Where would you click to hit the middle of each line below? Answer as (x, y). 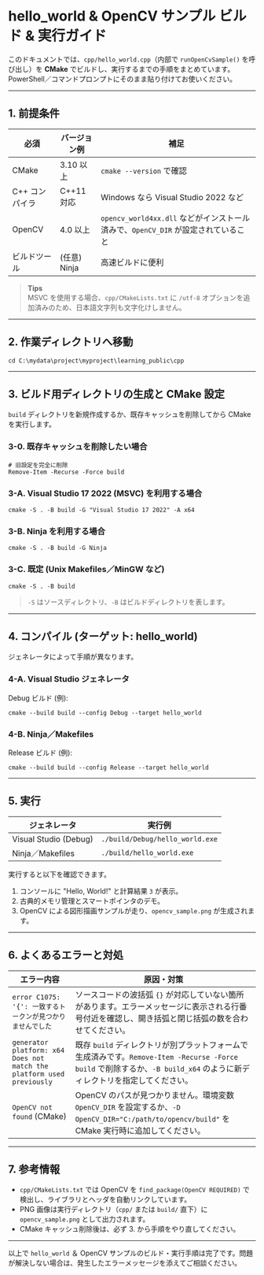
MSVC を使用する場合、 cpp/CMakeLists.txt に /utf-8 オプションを (135, 297)
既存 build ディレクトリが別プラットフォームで (162, 1045)
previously (32, 1082)
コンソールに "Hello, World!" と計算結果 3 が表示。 (101, 890)
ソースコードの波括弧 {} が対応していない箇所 (160, 994)
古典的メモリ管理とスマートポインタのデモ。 (92, 901)
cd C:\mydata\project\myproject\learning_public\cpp (96, 361)
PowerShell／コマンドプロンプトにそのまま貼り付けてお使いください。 (123, 79)
